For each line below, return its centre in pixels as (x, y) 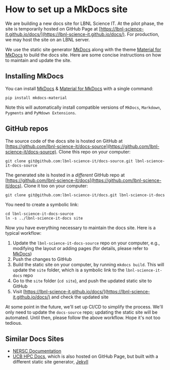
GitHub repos (27, 129)
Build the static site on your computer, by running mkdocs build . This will (88, 264)
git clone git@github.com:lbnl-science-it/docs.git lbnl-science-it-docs (85, 195)
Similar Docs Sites (35, 339)
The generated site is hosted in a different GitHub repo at (65, 175)
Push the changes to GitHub (42, 259)
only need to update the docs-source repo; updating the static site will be (81, 312)
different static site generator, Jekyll (50, 362)
